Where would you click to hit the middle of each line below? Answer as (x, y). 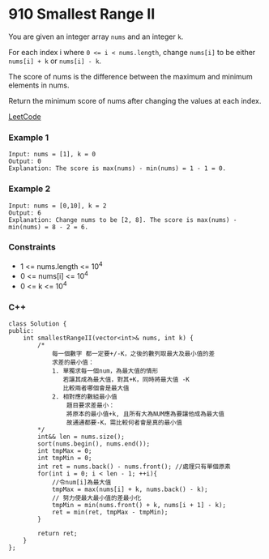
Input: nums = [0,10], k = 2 (58, 206)
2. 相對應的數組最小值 (84, 397)
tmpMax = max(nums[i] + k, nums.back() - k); (130, 490)
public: (21, 331)
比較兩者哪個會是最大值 (96, 388)
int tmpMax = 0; (65, 451)
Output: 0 (25, 162)
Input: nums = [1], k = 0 (52, 155)
